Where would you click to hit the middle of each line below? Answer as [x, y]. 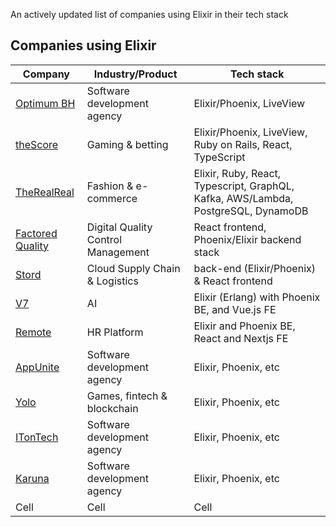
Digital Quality [119, 227]
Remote [33, 332]
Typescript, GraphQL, [244, 186]
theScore [37, 144]
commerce [112, 198]
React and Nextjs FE [241, 338]
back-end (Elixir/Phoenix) [254, 268]
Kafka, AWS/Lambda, [243, 198]
